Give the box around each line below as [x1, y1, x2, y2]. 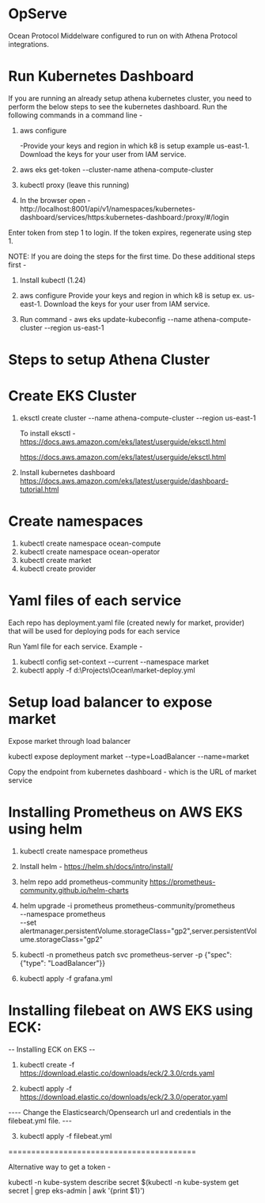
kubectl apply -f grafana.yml [19, 973, 113, 983]
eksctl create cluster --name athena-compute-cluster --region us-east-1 [19, 413, 256, 423]
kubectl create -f [19, 1059, 75, 1069]
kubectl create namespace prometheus [19, 846, 148, 856]
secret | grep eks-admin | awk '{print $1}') [8, 1186, 145, 1195]
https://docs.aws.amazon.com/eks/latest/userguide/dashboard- [19, 477, 229, 485]
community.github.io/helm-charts [19, 885, 129, 895]
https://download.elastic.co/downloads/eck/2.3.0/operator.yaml [19, 1092, 228, 1101]
